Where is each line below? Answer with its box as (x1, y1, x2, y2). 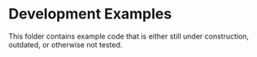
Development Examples (8, 5, 172, 23)
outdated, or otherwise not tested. (8, 39, 123, 49)
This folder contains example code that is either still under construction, (8, 31, 250, 41)
